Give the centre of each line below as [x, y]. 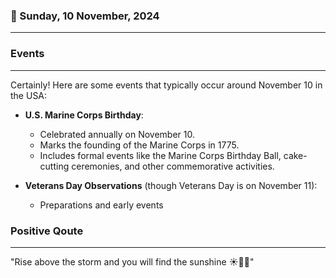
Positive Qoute [47, 231]
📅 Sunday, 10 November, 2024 [85, 16]
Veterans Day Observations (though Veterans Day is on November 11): [171, 185]
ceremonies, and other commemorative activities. [173, 166]
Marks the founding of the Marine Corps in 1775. [139, 145]
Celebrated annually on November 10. [117, 134]
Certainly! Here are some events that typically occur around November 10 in [166, 85]
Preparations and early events [101, 205]
